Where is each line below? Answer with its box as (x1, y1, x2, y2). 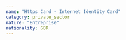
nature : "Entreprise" (5, 19, 60, 25)
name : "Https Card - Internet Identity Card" (5, 8, 121, 15)
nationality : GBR (5, 25, 49, 31)
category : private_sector (5, 14, 70, 20)
